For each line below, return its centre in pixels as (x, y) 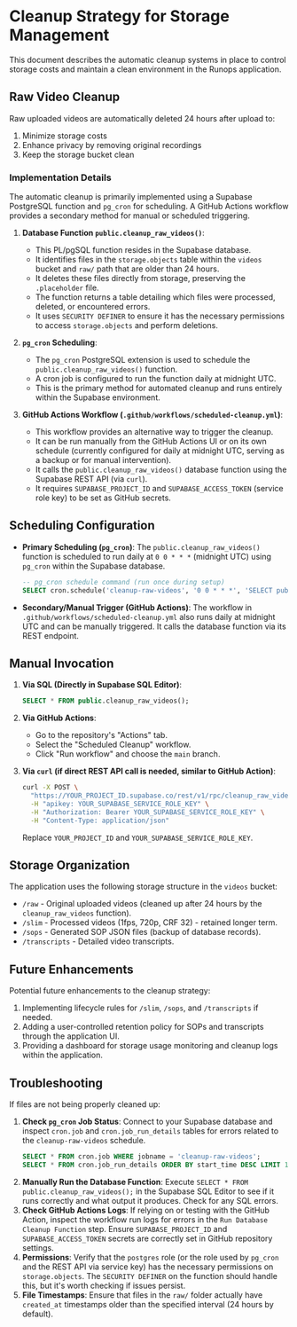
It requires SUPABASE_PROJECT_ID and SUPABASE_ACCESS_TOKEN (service (159, 489)
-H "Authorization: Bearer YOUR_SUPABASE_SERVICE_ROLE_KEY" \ (148, 812)
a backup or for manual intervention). (103, 460)
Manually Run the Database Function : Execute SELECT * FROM (135, 1182)
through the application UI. (70, 1036)
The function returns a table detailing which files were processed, (156, 297)
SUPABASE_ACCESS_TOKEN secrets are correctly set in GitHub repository (147, 1238)
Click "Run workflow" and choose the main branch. (128, 754)
